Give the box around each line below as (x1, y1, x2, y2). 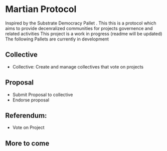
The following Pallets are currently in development (5, 36, 109, 42)
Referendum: (5, 111, 47, 119)
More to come (5, 139, 50, 147)
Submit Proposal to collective (12, 91, 73, 97)
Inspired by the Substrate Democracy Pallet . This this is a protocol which (5, 20, 156, 26)
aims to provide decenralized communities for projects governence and (5, 25, 153, 31)
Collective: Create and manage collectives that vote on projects (12, 63, 144, 69)
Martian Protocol (5, 3, 77, 15)
